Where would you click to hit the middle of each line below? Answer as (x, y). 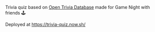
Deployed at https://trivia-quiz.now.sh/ (46, 24)
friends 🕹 (16, 13)
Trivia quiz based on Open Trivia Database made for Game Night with (78, 7)
